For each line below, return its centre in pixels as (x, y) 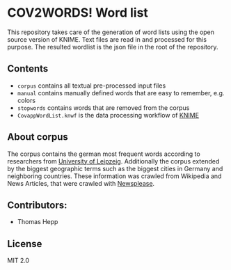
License (25, 244)
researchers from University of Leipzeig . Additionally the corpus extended (113, 161)
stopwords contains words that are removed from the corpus (103, 108)
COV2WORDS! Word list (78, 13)
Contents (28, 69)
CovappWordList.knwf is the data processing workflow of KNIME (108, 115)
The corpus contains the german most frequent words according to (104, 154)
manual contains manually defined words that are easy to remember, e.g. (121, 93)
